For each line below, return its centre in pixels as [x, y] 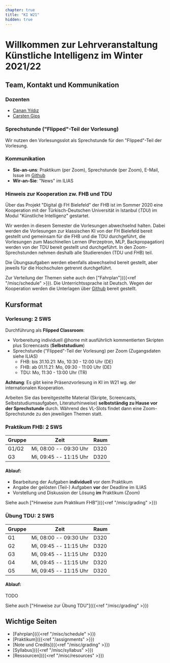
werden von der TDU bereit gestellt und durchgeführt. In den [69, 247]
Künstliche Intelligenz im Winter [74, 55]
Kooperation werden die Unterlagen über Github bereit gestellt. [71, 289]
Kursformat [24, 305]
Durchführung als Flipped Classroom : [45, 330]
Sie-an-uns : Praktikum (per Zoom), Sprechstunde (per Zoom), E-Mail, [86, 170]
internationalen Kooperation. [35, 388]
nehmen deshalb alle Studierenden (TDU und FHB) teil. [96, 253]
